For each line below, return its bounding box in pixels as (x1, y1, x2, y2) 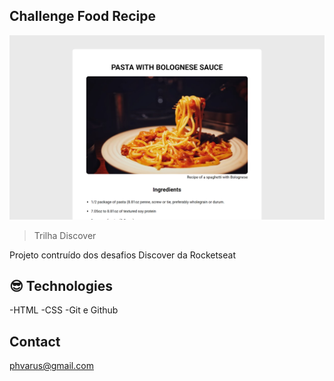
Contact (9, 333, 61, 350)
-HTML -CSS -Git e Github (9, 304, 119, 316)
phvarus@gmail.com (9, 360, 94, 372)
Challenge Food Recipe (9, 8, 157, 25)
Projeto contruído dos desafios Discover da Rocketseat (9, 249, 237, 261)
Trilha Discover (33, 229, 97, 241)
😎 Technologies (9, 278, 113, 295)
